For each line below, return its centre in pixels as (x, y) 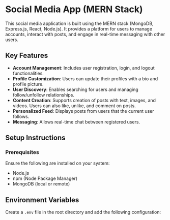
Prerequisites (22, 152)
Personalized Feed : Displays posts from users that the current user (83, 111)
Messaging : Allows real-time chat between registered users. (76, 122)
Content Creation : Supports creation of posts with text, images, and (84, 100)
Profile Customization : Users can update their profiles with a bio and (85, 78)
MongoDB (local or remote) (41, 184)
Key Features (27, 56)
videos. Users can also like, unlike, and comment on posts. (74, 106)
